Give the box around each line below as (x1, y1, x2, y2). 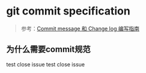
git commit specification (6, 4, 130, 18)
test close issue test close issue (6, 60, 85, 68)
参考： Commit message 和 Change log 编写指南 (20, 25, 140, 32)
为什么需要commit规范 (6, 44, 91, 55)
